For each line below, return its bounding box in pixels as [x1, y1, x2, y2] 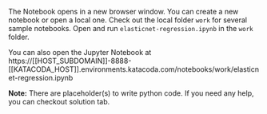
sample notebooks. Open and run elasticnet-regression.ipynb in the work [8, 24, 253, 33]
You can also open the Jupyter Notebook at [8, 48, 152, 57]
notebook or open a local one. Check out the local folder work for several [8, 15, 248, 25]
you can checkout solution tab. [8, 97, 110, 106]
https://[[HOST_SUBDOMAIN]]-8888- [8, 56, 132, 65]
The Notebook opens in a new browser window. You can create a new [8, 7, 239, 16]
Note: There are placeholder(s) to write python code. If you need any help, [8, 88, 254, 98]
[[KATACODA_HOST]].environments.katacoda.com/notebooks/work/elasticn [8, 65, 260, 74]
